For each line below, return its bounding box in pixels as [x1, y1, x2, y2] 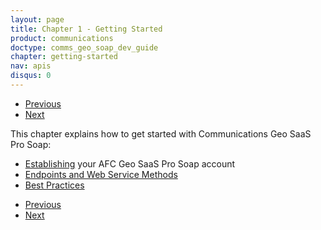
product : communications [10, 33, 114, 43]
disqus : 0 [10, 71, 52, 81]
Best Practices [24, 179, 85, 191]
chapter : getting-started [10, 52, 118, 62]
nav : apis [10, 61, 52, 71]
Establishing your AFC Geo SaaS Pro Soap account [24, 157, 236, 170]
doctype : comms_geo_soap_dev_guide [10, 42, 159, 53]
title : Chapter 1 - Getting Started [10, 24, 163, 34]
